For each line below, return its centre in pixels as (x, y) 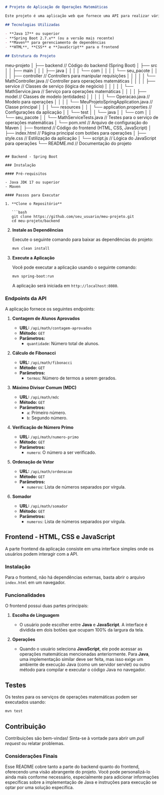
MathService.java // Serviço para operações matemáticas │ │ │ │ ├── (76, 91)
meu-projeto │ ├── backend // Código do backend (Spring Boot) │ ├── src (81, 65)
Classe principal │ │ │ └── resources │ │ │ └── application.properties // (79, 107)
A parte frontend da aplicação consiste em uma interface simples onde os (79, 549)
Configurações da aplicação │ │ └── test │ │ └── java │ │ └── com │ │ (78, 112)
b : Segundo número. (47, 418)
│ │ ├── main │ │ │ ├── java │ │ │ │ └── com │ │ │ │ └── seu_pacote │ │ (81, 70)
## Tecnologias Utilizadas (32, 24)
